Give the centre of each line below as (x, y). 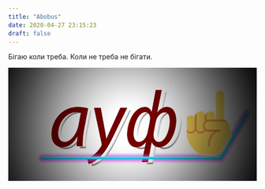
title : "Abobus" (35, 17)
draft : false (30, 33)
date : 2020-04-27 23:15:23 (52, 25)
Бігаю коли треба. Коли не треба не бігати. (80, 57)
